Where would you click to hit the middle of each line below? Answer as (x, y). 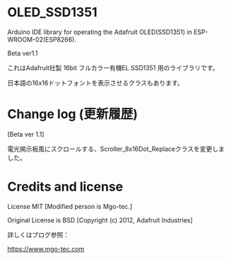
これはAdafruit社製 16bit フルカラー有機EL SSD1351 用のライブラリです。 (113, 67)
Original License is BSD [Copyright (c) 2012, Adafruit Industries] (100, 220)
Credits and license (65, 187)
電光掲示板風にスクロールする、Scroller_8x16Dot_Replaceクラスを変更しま (116, 149)
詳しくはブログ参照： (38, 234)
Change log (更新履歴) (73, 114)
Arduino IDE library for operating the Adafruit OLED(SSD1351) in (100, 32)
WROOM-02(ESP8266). (42, 39)
